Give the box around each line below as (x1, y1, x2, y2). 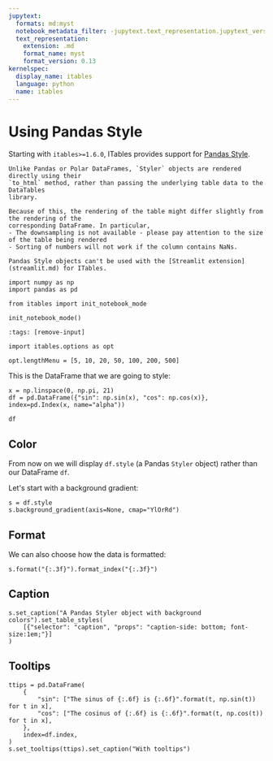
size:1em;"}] (8, 630, 53, 638)
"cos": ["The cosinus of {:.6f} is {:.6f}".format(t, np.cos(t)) (37, 709, 264, 717)
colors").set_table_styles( (8, 616, 104, 624)
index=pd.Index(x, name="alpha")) (8, 401, 126, 409)
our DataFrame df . (8, 468, 71, 478)
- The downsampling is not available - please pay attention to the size (8, 229, 264, 237)
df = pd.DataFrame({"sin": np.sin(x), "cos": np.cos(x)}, (8, 394, 209, 402)
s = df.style (8, 499, 53, 508)
